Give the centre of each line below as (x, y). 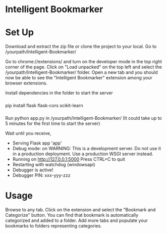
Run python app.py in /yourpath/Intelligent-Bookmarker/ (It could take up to (84, 118)
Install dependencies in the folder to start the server (59, 93)
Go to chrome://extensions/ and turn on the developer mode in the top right (84, 62)
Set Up (20, 33)
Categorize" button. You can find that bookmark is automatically (72, 215)
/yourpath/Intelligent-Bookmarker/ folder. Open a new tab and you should (81, 72)
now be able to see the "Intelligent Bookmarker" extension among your (79, 78)
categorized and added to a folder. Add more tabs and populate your (76, 220)
